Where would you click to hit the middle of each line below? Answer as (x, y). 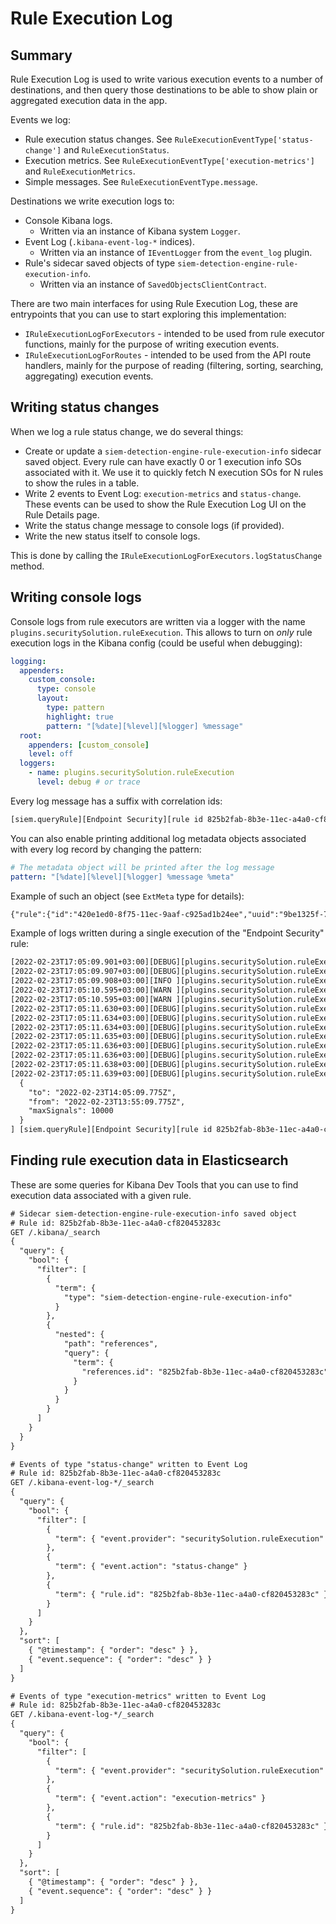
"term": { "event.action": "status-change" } (151, 1567)
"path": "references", (111, 1344)
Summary (41, 55)
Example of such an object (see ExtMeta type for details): (127, 896)
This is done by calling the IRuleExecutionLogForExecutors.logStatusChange (166, 555)
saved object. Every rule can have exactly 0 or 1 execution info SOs (163, 461)
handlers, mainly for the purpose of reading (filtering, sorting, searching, (174, 365)
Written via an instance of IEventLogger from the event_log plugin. (176, 252)
